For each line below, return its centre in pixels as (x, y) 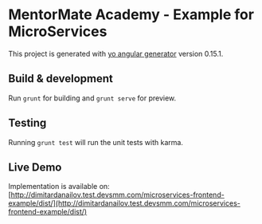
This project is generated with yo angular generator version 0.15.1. (116, 53)
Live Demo (35, 167)
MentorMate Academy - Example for (131, 15)
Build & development (61, 79)
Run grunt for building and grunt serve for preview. (92, 98)
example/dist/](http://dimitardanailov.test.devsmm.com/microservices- (124, 203)
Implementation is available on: (59, 187)
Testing (27, 123)
